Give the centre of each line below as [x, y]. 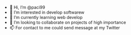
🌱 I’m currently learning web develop [46, 17]
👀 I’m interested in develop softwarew [47, 12]
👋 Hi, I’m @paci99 [27, 7]
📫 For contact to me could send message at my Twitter [65, 28]
